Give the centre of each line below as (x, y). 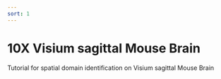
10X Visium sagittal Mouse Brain (104, 48)
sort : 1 (19, 14)
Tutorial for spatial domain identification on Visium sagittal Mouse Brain (111, 68)
